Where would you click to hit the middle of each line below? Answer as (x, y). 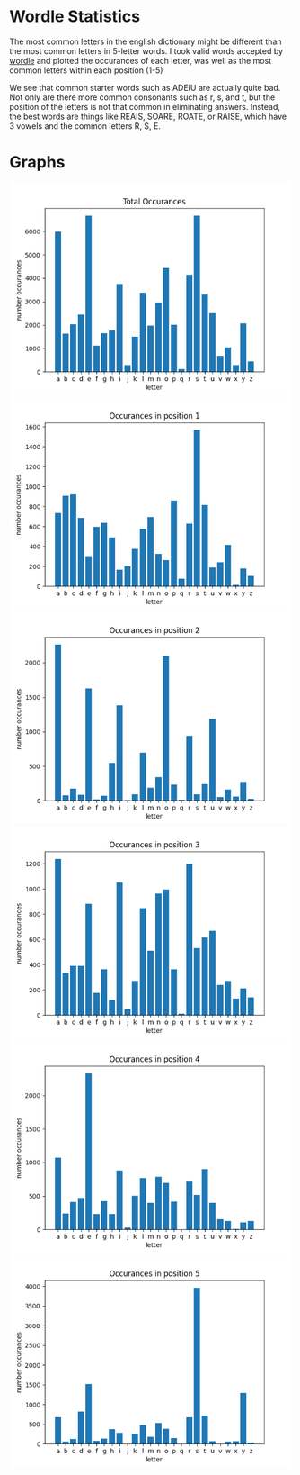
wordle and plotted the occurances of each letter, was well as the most (141, 60)
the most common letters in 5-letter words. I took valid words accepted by (146, 50)
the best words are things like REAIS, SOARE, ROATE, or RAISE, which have (148, 116)
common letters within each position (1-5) (86, 70)
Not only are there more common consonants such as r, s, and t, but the (142, 97)
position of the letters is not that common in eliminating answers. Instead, (145, 106)
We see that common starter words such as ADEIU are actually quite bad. (145, 87)
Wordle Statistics (75, 17)
